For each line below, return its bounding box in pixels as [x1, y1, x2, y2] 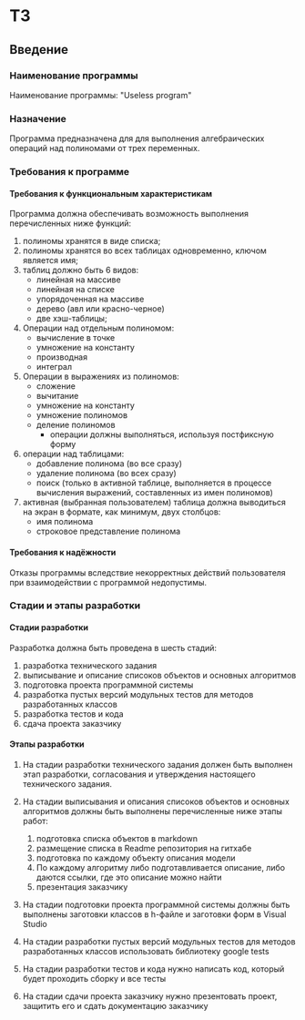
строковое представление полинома [36, 525, 181, 537]
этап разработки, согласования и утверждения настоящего [22, 769, 257, 780]
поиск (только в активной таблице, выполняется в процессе [36, 477, 272, 488]
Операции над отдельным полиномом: [22, 322, 175, 333]
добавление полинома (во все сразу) [36, 458, 183, 469]
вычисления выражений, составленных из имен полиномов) [36, 487, 273, 498]
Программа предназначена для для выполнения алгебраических [9, 133, 265, 144]
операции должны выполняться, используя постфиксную [49, 429, 275, 440]
